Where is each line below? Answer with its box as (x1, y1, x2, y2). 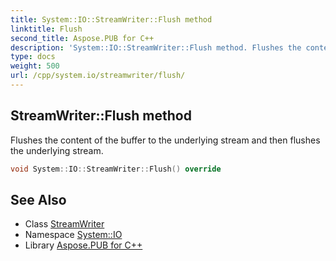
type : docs (10, 52, 56, 62)
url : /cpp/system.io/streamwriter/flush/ (10, 71, 186, 81)
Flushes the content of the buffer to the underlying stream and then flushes (10, 134, 321, 146)
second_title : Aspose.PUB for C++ (10, 33, 155, 43)
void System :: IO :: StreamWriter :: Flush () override (10, 164, 222, 174)
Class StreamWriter (24, 218, 105, 230)
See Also (10, 191, 67, 208)
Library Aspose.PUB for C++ (24, 239, 143, 251)
